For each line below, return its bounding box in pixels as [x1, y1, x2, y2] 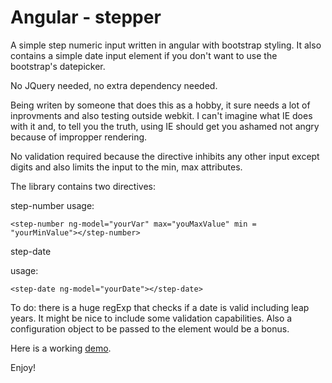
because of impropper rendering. [10, 131, 148, 143]
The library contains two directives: [10, 180, 156, 192]
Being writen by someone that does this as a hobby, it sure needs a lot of [10, 99, 311, 111]
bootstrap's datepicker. [10, 60, 106, 72]
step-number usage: [10, 199, 95, 211]
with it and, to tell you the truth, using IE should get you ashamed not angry [10, 120, 320, 132]
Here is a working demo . [10, 342, 112, 354]
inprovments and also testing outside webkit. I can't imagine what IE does [10, 109, 313, 121]
